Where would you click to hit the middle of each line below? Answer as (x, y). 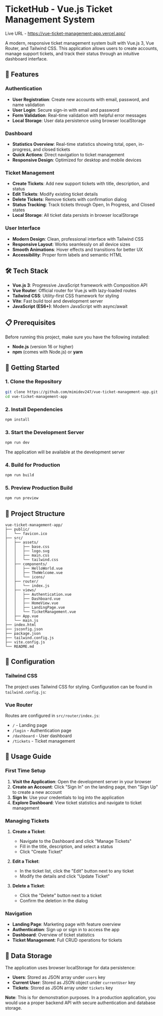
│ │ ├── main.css (27, 556)
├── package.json (23, 634)
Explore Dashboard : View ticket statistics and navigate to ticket (77, 803)
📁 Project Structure (35, 514)
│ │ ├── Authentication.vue (38, 595)
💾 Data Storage (29, 956)
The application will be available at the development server (65, 452)
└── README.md (20, 647)
